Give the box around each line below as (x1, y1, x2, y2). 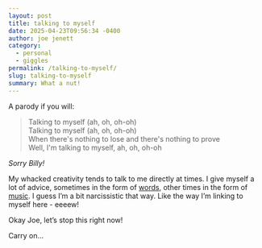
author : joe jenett (8, 34, 74, 43)
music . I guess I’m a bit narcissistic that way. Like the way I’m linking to (8, 191, 243, 200)
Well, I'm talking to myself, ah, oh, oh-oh (27, 143, 163, 152)
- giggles (15, 57, 48, 65)
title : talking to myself (8, 19, 95, 27)
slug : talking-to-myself (8, 72, 92, 80)
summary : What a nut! (8, 79, 81, 87)
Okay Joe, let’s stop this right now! (8, 215, 123, 225)
